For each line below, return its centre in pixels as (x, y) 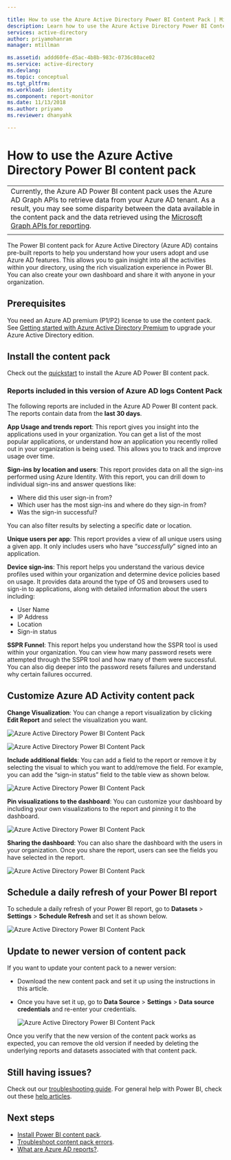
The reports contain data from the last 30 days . (75, 413)
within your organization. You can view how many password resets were (109, 652)
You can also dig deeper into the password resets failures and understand (112, 667)
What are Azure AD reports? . (58, 1149)
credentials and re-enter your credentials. (77, 1009)
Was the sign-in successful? (57, 512)
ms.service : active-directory (51, 64)
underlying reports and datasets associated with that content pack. (102, 1051)
